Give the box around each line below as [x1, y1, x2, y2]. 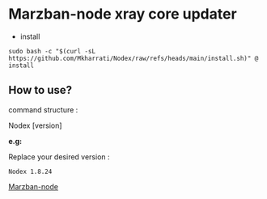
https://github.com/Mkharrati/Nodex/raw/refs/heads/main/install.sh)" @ [8, 54, 259, 62]
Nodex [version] [8, 121, 62, 130]
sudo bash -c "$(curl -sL [8, 47, 95, 55]
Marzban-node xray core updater [8, 5, 237, 23]
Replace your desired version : [8, 151, 111, 162]
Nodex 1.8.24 [8, 167, 53, 176]
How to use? [8, 83, 73, 97]
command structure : [8, 104, 78, 114]
